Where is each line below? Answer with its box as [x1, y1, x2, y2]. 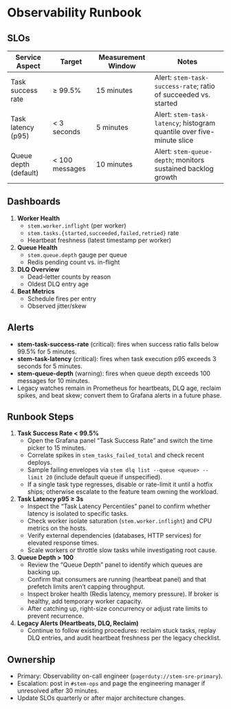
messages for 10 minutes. [16, 376, 91, 384]
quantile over [154, 127, 197, 136]
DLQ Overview [16, 265, 60, 273]
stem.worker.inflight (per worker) [27, 221, 126, 230]
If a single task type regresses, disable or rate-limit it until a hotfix [27, 480, 213, 489]
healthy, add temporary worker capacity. [27, 597, 143, 606]
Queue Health [16, 243, 58, 252]
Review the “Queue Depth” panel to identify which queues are [27, 560, 203, 569]
